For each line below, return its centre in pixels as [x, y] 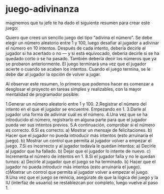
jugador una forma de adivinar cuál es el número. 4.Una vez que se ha [77, 114]
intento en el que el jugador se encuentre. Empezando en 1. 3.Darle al [76, 109]
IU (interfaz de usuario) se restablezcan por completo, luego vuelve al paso [82, 182]
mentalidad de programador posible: [42, 94]
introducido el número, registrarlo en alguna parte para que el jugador [76, 119]
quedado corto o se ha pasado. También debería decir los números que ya [81, 58]
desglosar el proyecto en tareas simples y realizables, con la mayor [74, 89]
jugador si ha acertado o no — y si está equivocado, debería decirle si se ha [82, 53]
